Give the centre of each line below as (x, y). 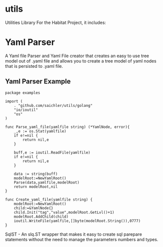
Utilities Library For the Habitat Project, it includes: (56, 22)
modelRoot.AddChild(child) (41, 216)
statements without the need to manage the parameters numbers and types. (82, 239)
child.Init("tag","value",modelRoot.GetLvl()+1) (64, 212)
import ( (14, 101)
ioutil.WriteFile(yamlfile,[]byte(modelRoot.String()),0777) (77, 221)
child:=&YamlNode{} (34, 208)
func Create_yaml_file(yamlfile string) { (49, 199)
